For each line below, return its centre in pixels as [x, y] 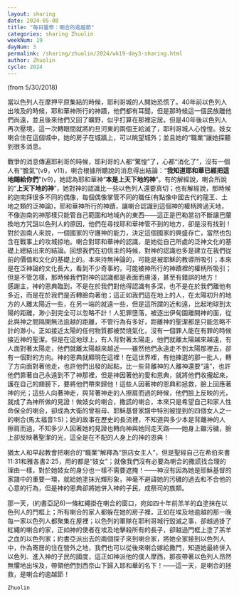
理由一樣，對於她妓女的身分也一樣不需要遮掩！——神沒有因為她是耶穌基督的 [119, 470]
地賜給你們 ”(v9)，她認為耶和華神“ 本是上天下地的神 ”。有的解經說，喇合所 [114, 179]
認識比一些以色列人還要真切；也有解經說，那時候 [159, 188]
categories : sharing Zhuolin [51, 34]
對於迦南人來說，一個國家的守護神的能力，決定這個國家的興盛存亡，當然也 [116, 233]
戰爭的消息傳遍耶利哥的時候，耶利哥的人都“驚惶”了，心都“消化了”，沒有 [113, 162]
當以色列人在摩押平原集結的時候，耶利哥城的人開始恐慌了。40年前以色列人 [117, 102]
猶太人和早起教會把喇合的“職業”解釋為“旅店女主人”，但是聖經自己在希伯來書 [119, 452]
